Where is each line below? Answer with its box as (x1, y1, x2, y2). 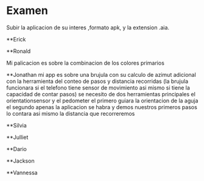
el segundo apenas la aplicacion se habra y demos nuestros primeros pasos (6, 103, 198, 110)
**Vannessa (6, 169, 38, 176)
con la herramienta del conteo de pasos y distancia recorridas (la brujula (6, 77, 189, 85)
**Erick (6, 35, 26, 43)
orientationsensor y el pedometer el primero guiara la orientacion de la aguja (6, 97, 199, 104)
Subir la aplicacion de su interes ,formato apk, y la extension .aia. (6, 24, 169, 31)
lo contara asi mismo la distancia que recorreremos (6, 110, 135, 117)
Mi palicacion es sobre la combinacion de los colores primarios (6, 59, 164, 66)
